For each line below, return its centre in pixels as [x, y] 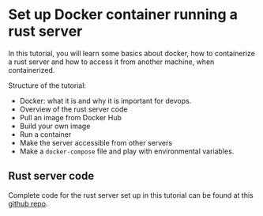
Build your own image [55, 126]
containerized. [32, 70]
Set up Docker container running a [123, 15]
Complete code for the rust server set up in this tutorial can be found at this [131, 195]
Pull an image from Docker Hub [71, 117]
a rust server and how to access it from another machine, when [111, 62]
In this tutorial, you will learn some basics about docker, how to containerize [131, 53]
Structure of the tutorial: [47, 85]
